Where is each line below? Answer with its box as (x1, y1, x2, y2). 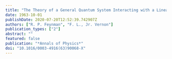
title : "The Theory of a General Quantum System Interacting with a (5, 7, 155, 13)
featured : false (5, 36, 40, 42)
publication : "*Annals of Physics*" (5, 41, 83, 46)
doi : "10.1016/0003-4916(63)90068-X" (5, 46, 86, 51)
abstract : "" (5, 31, 33, 36)
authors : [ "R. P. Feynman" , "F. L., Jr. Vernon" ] (5, 22, 114, 27)
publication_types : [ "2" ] (5, 27, 60, 32)
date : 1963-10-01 (5, 12, 42, 17)
